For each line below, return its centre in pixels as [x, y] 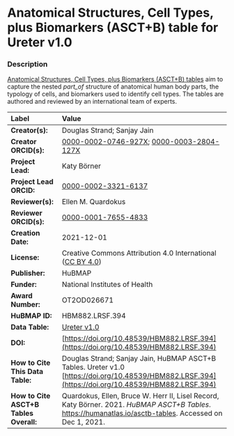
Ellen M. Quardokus [94, 202]
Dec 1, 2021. [84, 422]
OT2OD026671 [87, 300]
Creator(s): [29, 130]
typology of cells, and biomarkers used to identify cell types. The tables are [116, 94]
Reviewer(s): [32, 202]
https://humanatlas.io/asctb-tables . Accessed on [142, 414]
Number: [25, 304]
